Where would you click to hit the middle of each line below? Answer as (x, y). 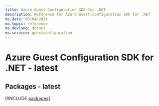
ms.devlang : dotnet (25, 28)
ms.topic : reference (27, 24)
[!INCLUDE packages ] (28, 98)
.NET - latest (32, 68)
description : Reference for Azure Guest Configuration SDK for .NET (78, 14)
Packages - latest (33, 86)
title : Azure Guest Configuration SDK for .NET (56, 10)
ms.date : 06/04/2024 (27, 19)
